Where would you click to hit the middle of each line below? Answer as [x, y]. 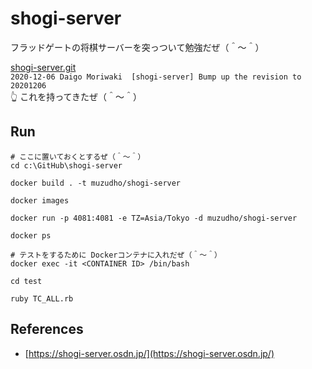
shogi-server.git [43, 67]
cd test [26, 281]
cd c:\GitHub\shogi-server [66, 165]
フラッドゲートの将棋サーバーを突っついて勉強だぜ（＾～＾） [137, 47]
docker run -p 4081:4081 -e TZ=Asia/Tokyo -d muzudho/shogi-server [154, 218]
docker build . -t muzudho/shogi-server [96, 183]
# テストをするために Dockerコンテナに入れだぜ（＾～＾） [116, 255]
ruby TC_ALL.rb [42, 298]
